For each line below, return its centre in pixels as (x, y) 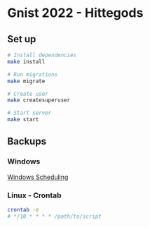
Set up (22, 39)
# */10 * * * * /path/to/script (54, 216)
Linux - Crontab (34, 195)
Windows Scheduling (38, 177)
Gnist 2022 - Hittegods (75, 13)
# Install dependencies (42, 55)
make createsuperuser (39, 100)
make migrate (26, 81)
